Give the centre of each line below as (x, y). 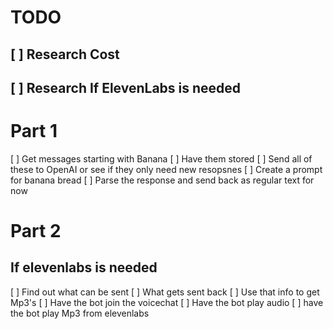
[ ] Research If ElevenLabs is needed (126, 87)
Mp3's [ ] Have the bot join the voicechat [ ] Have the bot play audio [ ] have (167, 302)
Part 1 (34, 131)
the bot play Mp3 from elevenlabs (80, 313)
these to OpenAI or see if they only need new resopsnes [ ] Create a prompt (166, 169)
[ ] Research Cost (65, 54)
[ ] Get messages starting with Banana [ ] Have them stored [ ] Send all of (161, 158)
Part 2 (36, 231)
